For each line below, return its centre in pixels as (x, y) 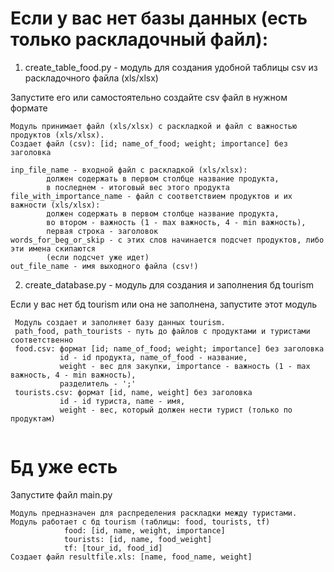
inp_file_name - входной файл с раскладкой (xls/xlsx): (129, 170)
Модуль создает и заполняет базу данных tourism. (120, 322)
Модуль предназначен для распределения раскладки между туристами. (154, 513)
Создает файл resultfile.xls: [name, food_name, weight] (131, 557)
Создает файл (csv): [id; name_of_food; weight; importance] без (149, 143)
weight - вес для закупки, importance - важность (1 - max (185, 366)
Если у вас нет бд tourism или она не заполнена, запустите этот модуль (164, 304)
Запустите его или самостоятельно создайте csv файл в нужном (149, 97)
